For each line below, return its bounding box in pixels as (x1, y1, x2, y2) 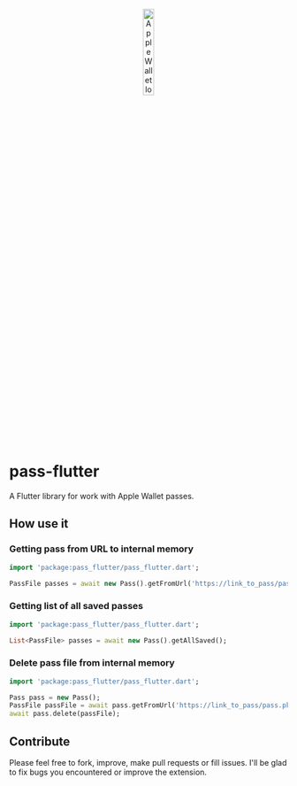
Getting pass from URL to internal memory (9, 543, 194, 555)
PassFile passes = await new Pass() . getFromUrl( (9, 579, 192, 588)
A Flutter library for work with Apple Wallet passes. (9, 490, 194, 501)
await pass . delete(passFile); (9, 709, 121, 719)
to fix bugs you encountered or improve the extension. (9, 767, 208, 778)
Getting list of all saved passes (9, 600, 144, 613)
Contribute (9, 734, 71, 749)
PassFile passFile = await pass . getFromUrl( (9, 701, 176, 710)
